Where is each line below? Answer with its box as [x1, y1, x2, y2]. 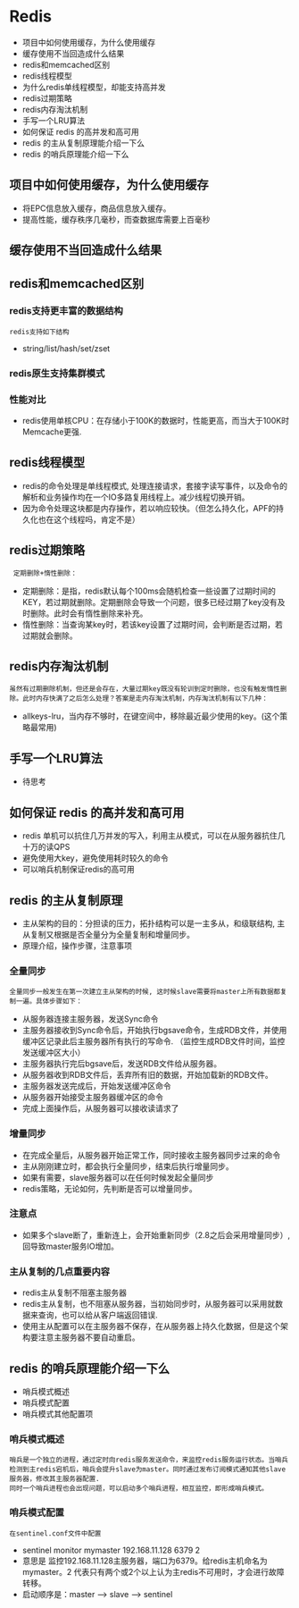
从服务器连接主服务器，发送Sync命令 [21, 1014, 159, 1024]
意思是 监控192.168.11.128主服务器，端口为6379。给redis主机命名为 [21, 1555, 268, 1566]
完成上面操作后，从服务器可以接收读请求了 [21, 1103, 179, 1114]
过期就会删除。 [21, 630, 78, 641]
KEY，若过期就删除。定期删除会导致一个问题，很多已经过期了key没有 [21, 596, 278, 607]
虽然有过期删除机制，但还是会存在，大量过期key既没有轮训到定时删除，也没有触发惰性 [9, 685, 281, 694]
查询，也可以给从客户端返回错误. [37, 1309, 158, 1320]
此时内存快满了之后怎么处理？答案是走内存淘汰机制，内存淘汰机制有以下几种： [21, 695, 269, 703]
